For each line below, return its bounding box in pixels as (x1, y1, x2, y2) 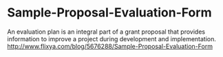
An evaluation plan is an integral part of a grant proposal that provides (7, 27, 205, 36)
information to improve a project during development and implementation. (7, 34, 217, 43)
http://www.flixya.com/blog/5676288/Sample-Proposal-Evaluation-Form (7, 42, 213, 50)
